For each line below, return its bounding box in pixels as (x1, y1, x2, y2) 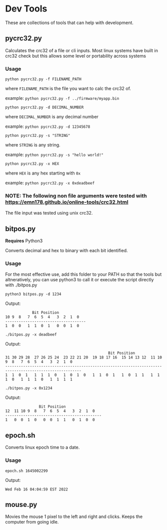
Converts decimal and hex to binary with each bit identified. (5, 248, 128, 254)
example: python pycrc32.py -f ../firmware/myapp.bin (5, 95, 119, 101)
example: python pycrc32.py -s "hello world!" (5, 151, 104, 158)
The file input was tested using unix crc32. (5, 210, 93, 216)
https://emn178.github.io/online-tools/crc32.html (5, 199, 128, 206)
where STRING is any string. (5, 142, 61, 148)
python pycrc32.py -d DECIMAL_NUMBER (5, 105, 84, 110)
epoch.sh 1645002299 (5, 468, 48, 473)
